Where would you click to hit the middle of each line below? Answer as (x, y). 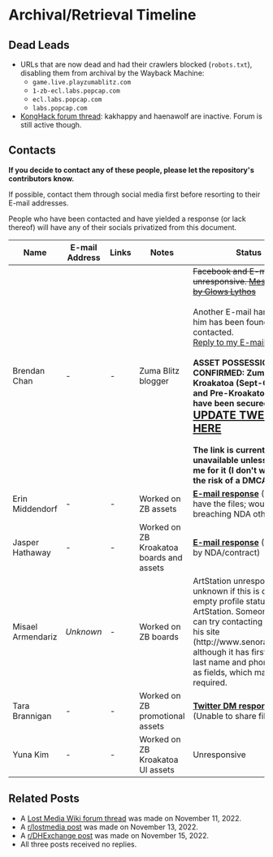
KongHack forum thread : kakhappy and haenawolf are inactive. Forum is (141, 116)
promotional (162, 716)
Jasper (26, 542)
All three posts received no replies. (78, 844)
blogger (154, 381)
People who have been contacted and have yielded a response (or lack (127, 219)
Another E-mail (222, 312)
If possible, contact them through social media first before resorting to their (134, 194)
